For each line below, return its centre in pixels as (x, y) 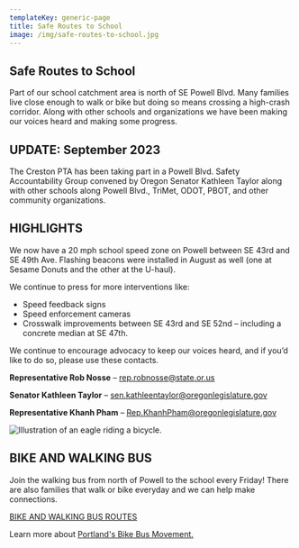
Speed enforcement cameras (77, 314)
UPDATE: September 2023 (85, 150)
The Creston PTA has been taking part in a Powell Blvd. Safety (125, 171)
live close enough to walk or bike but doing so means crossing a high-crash (150, 102)
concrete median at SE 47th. (75, 333)
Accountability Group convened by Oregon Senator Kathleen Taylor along (146, 181)
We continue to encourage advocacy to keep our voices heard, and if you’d (149, 350)
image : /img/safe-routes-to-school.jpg (84, 34)
